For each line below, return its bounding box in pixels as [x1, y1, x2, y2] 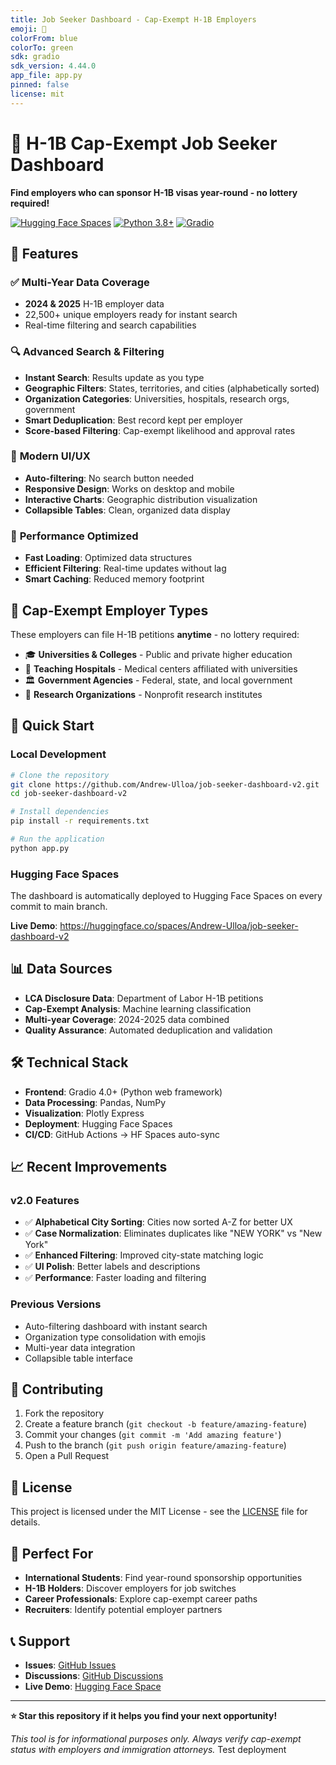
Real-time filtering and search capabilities [24, 319, 197, 331]
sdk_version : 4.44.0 [10, 61, 97, 71]
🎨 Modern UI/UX [10, 449, 91, 463]
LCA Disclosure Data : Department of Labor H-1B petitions [24, 992, 264, 1004]
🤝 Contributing [10, 1381, 104, 1398]
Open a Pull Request [24, 1450, 110, 1462]
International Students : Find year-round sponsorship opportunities [24, 1572, 303, 1584]
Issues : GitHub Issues [24, 1659, 117, 1671]
